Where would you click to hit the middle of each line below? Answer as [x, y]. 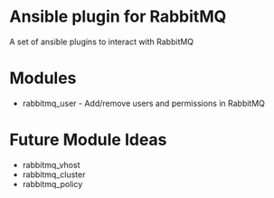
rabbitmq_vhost [51, 165]
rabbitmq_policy [52, 184]
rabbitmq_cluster [54, 174]
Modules [43, 78]
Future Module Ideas [88, 140]
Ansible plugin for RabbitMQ [118, 17]
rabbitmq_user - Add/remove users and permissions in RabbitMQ [143, 103]
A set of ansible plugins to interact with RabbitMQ [102, 42]
